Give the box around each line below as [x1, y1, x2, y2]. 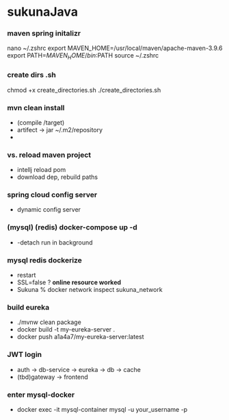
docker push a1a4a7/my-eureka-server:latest [16, 333, 145, 341]
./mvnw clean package [16, 318, 82, 326]
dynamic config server [16, 206, 81, 214]
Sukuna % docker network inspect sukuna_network [16, 286, 163, 294]
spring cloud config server [7, 190, 98, 199]
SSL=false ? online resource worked [16, 278, 122, 286]
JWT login [7, 350, 42, 360]
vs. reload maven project [7, 150, 91, 160]
